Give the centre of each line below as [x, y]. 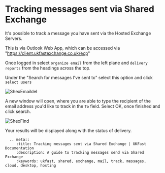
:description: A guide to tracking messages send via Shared [80, 152]
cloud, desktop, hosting [31, 165]
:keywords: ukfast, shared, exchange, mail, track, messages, [81, 161]
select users [18, 82]
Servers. [14, 38]
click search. [18, 111]
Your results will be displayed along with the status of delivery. [68, 130]
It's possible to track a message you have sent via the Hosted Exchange [78, 33]
